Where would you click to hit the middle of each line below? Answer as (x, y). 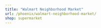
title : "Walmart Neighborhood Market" (44, 9)
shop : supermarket (24, 18)
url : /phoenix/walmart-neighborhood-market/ (51, 14)
